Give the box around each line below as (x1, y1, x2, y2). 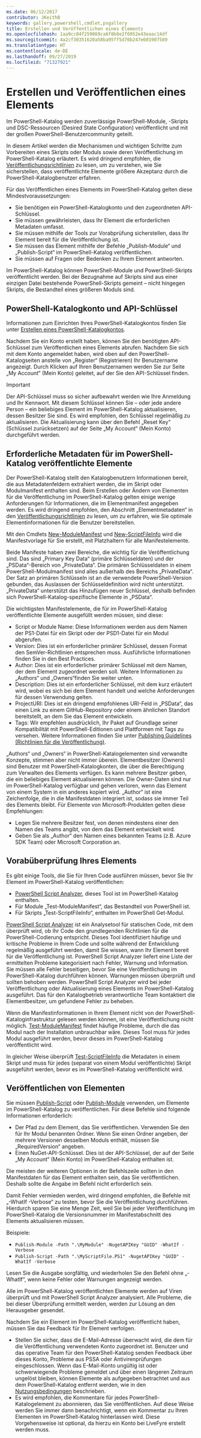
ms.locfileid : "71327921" (6, 59, 71, 65)
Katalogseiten (6, 356, 40, 364)
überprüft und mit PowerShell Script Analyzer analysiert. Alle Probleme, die (6, 1293, 192, 1301)
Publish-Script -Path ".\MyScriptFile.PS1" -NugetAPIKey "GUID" (14, 1253, 179, 1259)
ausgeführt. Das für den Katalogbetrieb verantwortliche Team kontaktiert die (6, 991, 196, 998)
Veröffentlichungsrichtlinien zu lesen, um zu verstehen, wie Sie (6, 161, 162, 169)
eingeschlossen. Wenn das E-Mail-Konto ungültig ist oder (14, 1362, 158, 1369)
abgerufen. (14, 636, 43, 643)
